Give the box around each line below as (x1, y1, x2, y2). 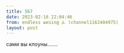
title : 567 (6, 8, 33, 15)
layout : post (6, 24, 38, 31)
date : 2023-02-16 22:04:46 (6, 14, 73, 20)
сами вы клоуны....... (6, 41, 58, 48)
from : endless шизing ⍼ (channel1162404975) (6, 19, 119, 25)
